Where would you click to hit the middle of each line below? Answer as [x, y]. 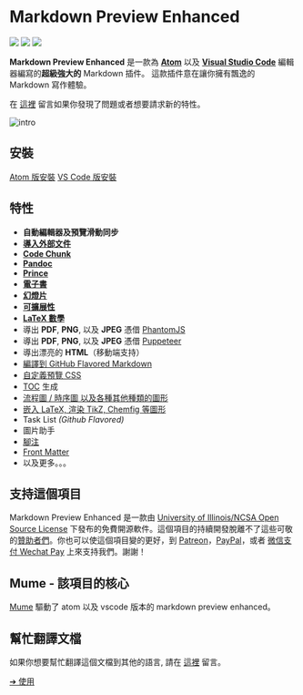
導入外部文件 [46, 243]
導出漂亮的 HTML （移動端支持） [83, 352]
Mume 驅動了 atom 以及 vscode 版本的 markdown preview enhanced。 [142, 607]
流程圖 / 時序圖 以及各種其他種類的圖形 [95, 397]
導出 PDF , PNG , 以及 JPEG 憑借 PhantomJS [104, 329]
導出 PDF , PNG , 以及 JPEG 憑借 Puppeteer [102, 341]
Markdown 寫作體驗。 [50, 85]
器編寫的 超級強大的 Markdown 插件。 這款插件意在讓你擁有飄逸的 [132, 73]
